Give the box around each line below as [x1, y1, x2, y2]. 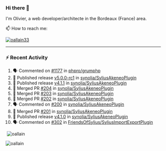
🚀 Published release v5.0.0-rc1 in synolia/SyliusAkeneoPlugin [12, 75, 137, 80]
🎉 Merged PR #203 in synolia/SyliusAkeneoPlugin [12, 90, 114, 96]
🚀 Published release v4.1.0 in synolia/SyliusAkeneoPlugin [12, 113, 128, 119]
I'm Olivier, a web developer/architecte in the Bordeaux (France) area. [5, 16, 147, 22]
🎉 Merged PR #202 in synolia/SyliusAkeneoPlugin [12, 96, 114, 102]
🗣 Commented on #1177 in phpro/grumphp [12, 68, 100, 74]
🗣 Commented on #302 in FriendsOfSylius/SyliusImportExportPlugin [12, 119, 153, 125]
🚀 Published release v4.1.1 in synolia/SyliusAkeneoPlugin [12, 80, 127, 86]
